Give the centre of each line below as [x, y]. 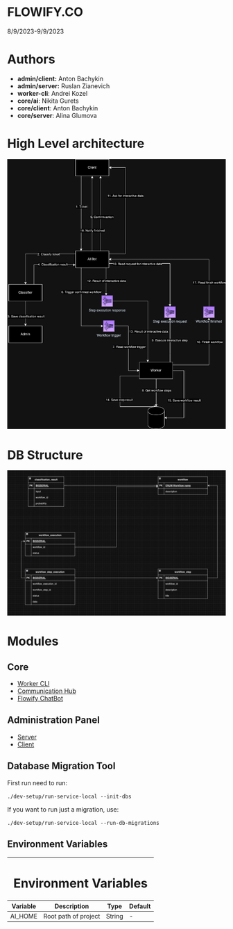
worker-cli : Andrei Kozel [52, 93]
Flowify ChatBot [40, 698]
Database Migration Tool [61, 766]
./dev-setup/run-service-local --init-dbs [69, 796]
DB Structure [45, 455]
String [115, 917]
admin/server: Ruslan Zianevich [63, 86]
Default [140, 906]
